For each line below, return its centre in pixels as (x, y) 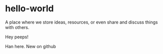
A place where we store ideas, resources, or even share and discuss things (81, 22)
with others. (17, 27)
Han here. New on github (31, 46)
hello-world (30, 9)
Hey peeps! (17, 37)
